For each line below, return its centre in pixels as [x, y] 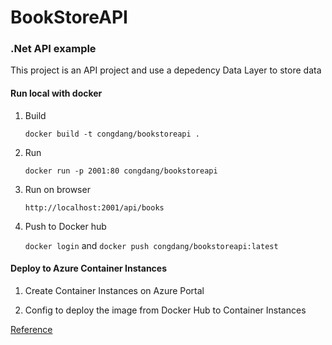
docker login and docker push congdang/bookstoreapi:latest [151, 245]
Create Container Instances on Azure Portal [114, 290]
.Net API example [53, 49]
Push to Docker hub [65, 226]
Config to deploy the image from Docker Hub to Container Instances [165, 310]
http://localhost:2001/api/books [94, 207]
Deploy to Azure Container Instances [89, 268]
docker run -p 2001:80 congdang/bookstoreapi [121, 171]
